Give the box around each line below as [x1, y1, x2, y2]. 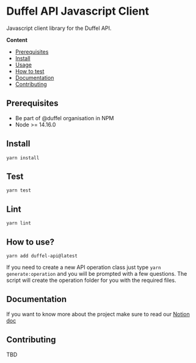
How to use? [6, 237, 55, 247]
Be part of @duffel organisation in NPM [15, 114, 114, 121]
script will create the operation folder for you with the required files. [6, 276, 176, 284]
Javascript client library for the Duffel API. [6, 24, 112, 32]
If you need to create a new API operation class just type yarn [6, 264, 161, 271]
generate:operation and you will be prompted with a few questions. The [6, 270, 187, 277]
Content [6, 36, 27, 43]
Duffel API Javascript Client [6, 4, 150, 18]
